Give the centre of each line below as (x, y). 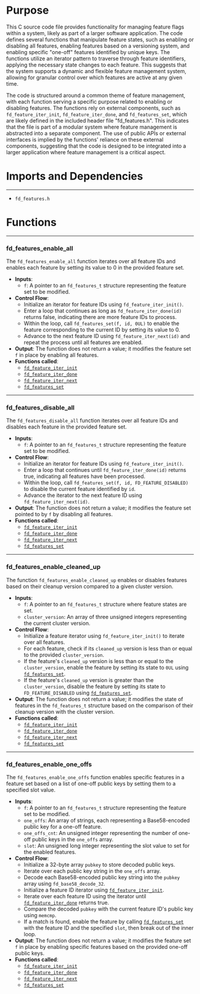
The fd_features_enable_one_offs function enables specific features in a (95, 777)
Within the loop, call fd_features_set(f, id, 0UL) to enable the (101, 323)
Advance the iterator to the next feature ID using (83, 495)
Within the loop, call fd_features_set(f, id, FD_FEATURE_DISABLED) (106, 483)
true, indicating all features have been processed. (85, 476)
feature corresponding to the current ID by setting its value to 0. (102, 330)
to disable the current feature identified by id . (79, 489)
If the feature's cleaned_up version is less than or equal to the (99, 661)
